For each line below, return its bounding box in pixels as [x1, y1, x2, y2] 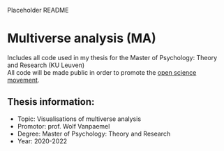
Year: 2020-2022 [17, 136, 68, 145]
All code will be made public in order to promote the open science [7, 68, 197, 76]
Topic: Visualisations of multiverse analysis [17, 115, 142, 123]
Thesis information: [7, 96, 95, 108]
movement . [7, 75, 40, 84]
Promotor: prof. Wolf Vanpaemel [17, 122, 110, 130]
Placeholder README [7, 6, 69, 14]
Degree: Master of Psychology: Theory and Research [17, 129, 171, 138]
